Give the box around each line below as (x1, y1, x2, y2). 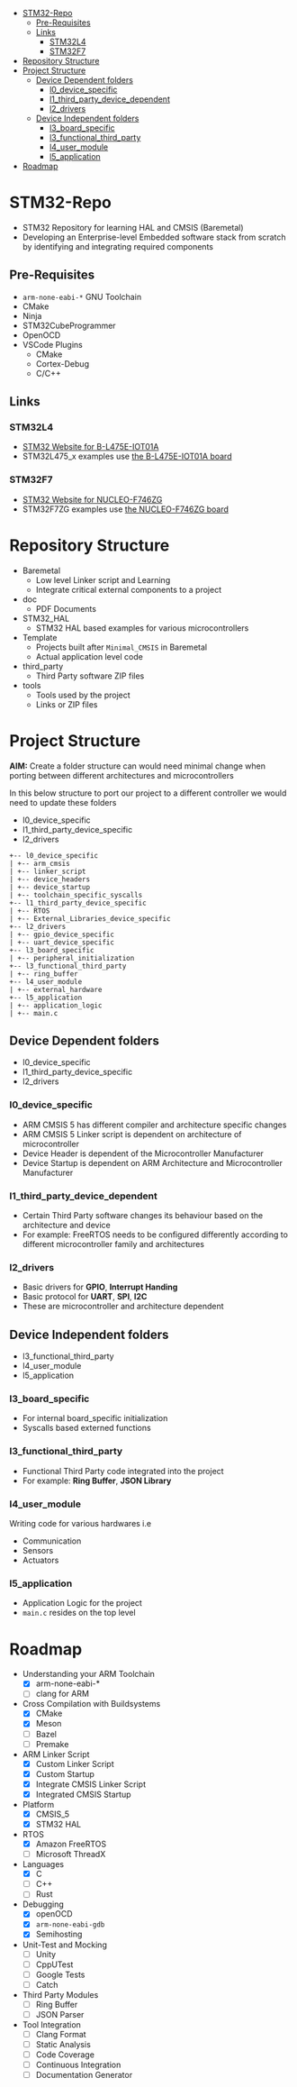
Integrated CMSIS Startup (35, 1789, 131, 1800)
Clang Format (35, 2028, 87, 2039)
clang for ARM (35, 1689, 90, 1700)
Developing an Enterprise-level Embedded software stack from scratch (22, 232, 286, 242)
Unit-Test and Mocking (22, 1939, 108, 1950)
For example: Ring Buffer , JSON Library (22, 1475, 172, 1486)
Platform (22, 1799, 55, 1809)
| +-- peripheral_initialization (9, 953, 135, 962)
